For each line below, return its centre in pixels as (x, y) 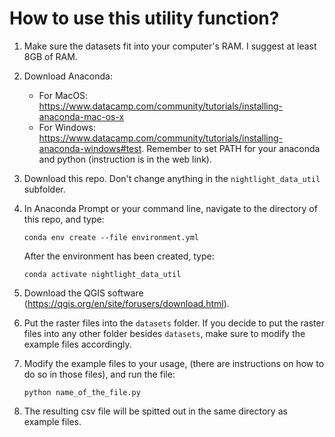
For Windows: (67, 127)
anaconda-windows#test (90, 148)
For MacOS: (63, 95)
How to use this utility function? (144, 18)
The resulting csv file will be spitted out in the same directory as (155, 411)
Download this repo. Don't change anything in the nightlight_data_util (172, 178)
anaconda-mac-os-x (81, 116)
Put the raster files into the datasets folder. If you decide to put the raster (174, 323)
